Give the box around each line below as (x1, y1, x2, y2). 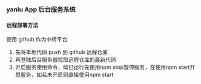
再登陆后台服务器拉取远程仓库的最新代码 (15, 56, 116, 64)
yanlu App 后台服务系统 (6, 5, 76, 13)
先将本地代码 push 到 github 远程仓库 (15, 49, 108, 56)
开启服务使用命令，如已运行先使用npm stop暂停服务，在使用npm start (15, 64, 190, 71)
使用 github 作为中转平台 (6, 36, 68, 43)
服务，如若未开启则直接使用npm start (20, 71, 114, 79)
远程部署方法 (6, 21, 38, 28)
